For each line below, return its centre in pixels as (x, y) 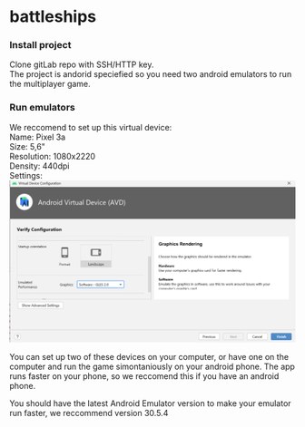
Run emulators (42, 108)
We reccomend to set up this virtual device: (91, 127)
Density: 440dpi (39, 166)
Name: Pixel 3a (38, 137)
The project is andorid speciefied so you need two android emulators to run (151, 74)
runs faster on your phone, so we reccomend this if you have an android (144, 376)
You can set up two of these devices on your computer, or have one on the (149, 356)
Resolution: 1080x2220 (53, 156)
